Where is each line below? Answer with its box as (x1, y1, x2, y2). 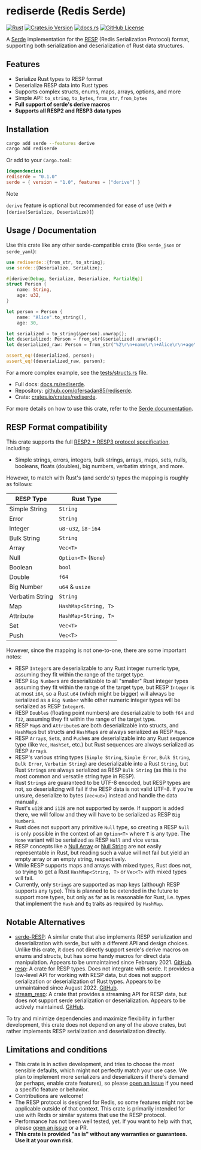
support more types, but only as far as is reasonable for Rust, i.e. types (14, 893, 190, 900)
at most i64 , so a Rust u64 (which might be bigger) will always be (14, 690, 175, 697)
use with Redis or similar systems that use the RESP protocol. (14, 1112, 166, 1119)
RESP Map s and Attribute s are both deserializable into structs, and (14, 721, 179, 729)
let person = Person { (6, 308, 63, 315)
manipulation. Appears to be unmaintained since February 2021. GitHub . (14, 958, 193, 966)
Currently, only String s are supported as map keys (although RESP (14, 881, 181, 888)
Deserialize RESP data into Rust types (14, 81, 108, 89)
